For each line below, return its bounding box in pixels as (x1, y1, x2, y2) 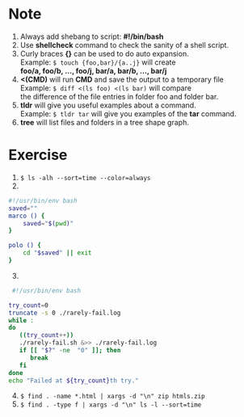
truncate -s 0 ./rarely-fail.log (8, 309, 121, 317)
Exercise (8, 146, 68, 164)
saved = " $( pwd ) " (23, 219, 74, 227)
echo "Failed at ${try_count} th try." (8, 377, 139, 385)
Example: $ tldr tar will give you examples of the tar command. (19, 108, 237, 118)
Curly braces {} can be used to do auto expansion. (19, 48, 189, 58)
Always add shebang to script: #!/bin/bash (19, 32, 164, 41)
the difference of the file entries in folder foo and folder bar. (19, 91, 219, 101)
